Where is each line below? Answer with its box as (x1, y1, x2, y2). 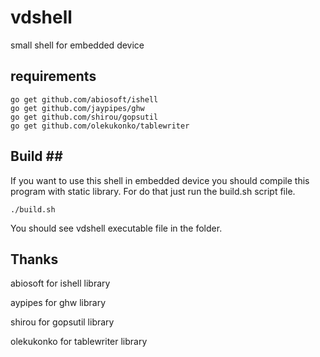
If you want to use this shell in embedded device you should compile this (10, 174, 310, 186)
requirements (10, 68, 97, 85)
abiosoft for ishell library (10, 277, 111, 290)
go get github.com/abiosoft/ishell (10, 94, 159, 105)
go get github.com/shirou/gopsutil (10, 112, 159, 122)
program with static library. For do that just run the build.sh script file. (10, 185, 296, 197)
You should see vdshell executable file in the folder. (10, 222, 223, 234)
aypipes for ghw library (10, 297, 107, 309)
